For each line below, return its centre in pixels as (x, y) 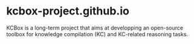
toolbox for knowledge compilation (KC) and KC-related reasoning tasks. (97, 34)
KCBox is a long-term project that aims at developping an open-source (95, 28)
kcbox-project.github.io (68, 11)
